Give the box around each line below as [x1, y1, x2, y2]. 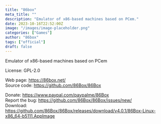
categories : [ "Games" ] [5, 30, 52, 35]
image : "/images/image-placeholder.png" [5, 26, 90, 31]
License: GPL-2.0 [5, 67, 41, 73]
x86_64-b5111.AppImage [5, 113, 55, 119]
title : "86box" [5, 7, 37, 12]
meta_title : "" [5, 12, 37, 17]
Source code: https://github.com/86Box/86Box [5, 82, 101, 88]
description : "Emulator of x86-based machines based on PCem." [5, 16, 139, 21]
